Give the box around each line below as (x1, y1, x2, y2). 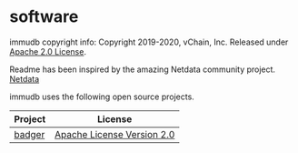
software (9, 6, 79, 27)
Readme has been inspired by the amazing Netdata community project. (9, 64, 275, 75)
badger (14, 127, 45, 140)
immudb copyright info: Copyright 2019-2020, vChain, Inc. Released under (9, 36, 289, 47)
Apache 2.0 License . (9, 46, 86, 56)
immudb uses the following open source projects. (9, 91, 195, 102)
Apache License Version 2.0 (54, 127, 175, 140)
